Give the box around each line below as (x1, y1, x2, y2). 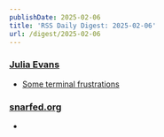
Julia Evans (9, 58, 60, 71)
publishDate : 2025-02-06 (9, 12, 101, 22)
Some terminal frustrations (21, 79, 120, 89)
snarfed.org (9, 101, 62, 113)
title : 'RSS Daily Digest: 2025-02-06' (9, 21, 157, 30)
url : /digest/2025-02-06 (9, 29, 101, 38)
